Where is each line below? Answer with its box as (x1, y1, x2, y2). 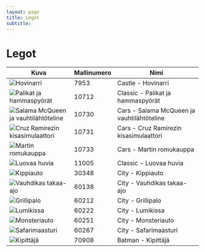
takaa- (167, 179, 187, 187)
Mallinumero (74, 68, 112, 77)
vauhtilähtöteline (117, 114, 165, 123)
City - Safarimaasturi (117, 226, 178, 235)
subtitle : (6, 20, 32, 26)
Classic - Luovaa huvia (117, 159, 184, 168)
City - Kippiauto (117, 169, 164, 178)
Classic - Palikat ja (117, 89, 171, 98)
